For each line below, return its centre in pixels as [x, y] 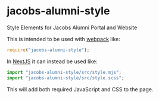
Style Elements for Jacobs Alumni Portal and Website [72, 27]
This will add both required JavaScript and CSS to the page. [80, 89]
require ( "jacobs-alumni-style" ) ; [48, 50]
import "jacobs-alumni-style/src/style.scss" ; [66, 78]
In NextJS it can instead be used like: [52, 61]
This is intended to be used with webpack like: [64, 39]
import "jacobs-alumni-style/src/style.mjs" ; [64, 72]
